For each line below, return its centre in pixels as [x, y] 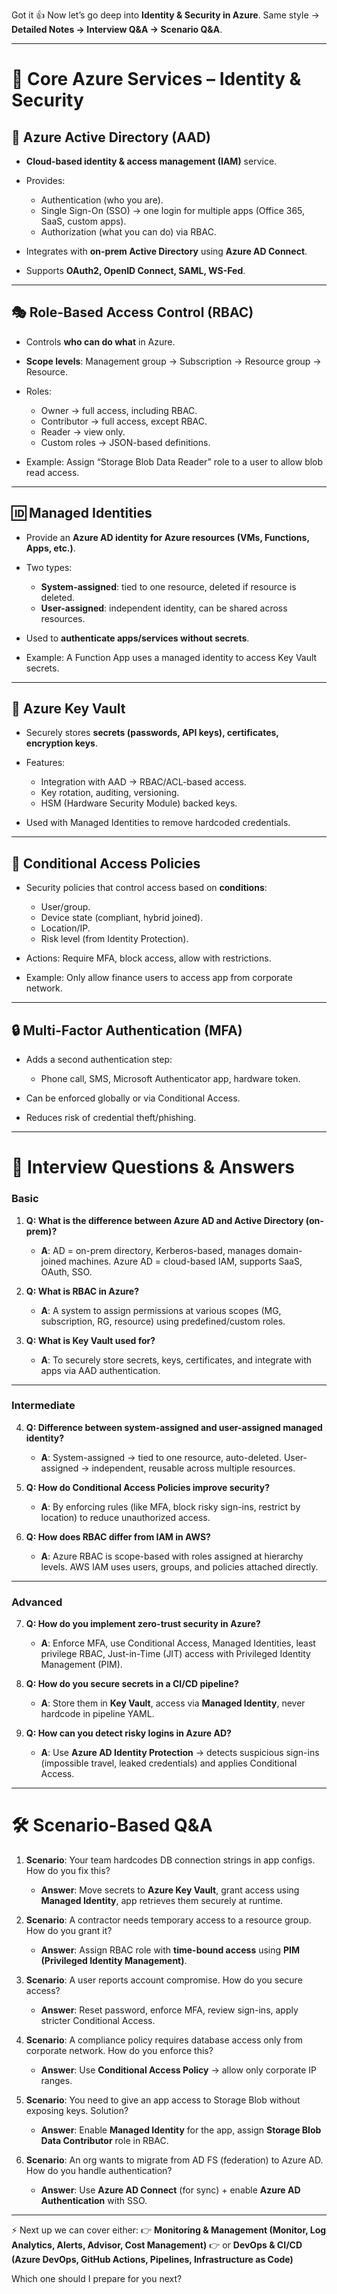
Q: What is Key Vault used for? [90, 1340]
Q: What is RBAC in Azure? [82, 1291]
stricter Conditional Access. [98, 2021]
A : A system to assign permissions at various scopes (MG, [161, 1310]
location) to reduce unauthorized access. [125, 1517]
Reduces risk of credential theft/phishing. [111, 1118]
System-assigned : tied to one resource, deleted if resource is [168, 586]
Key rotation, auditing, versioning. [110, 793]
